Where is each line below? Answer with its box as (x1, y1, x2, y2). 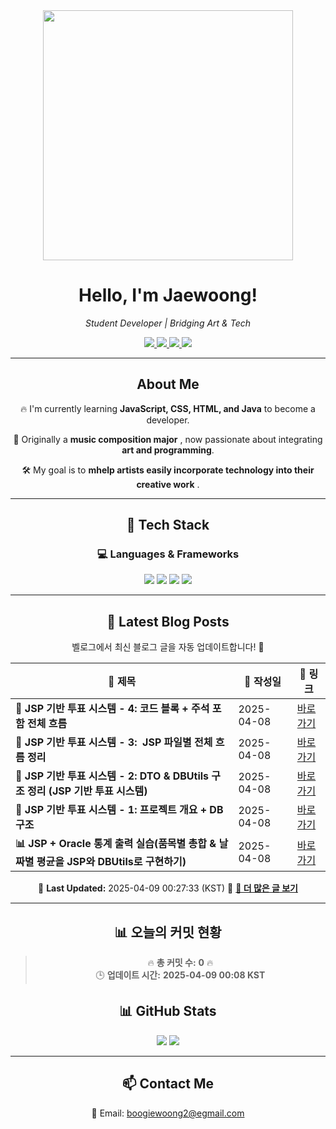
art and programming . (121, 444, 215, 456)
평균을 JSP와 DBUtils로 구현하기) (36, 855, 187, 869)
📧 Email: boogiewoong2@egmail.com (91, 1107, 245, 1119)
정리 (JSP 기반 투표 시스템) (27, 784, 148, 798)
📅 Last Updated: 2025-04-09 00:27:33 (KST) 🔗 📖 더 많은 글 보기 (38, 882, 298, 894)
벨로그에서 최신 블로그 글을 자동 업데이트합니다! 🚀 (71, 641, 265, 653)
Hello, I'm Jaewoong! (78, 284, 258, 307)
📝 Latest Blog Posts (106, 613, 230, 630)
